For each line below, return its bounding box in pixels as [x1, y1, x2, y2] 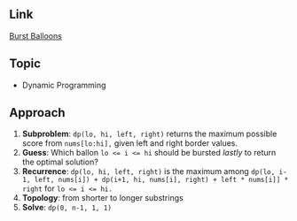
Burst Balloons [9, 30, 62, 41]
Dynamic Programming [21, 80, 106, 90]
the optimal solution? [21, 156, 99, 167]
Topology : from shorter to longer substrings [21, 193, 184, 203]
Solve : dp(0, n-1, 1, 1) [21, 202, 113, 213]
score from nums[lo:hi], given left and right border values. [21, 138, 238, 149]
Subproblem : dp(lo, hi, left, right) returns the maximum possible [21, 128, 277, 140]
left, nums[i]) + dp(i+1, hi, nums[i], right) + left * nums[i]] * [34, 176, 289, 185]
